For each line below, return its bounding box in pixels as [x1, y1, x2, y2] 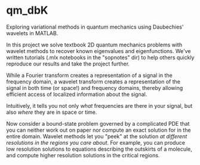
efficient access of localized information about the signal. [6, 91, 147, 98]
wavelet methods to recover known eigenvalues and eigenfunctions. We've [6, 47, 191, 54]
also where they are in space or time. [6, 108, 97, 116]
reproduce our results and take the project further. [6, 60, 130, 67]
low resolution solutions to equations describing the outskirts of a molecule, [6, 145, 193, 152]
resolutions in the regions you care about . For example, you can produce [6, 139, 185, 146]
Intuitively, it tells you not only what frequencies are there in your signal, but [6, 102, 193, 109]
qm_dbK [6, 4, 48, 17]
